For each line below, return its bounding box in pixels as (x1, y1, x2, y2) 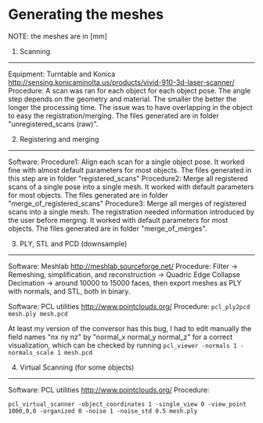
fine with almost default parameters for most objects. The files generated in (8, 165, 252, 174)
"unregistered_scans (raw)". (8, 119, 99, 129)
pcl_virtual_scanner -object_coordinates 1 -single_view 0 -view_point (8, 400, 247, 408)
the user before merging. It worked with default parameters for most (8, 215, 229, 224)
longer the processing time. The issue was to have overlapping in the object (8, 102, 253, 111)
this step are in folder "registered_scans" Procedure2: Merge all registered (8, 173, 248, 183)
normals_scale (8, 348, 55, 356)
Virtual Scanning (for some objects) (19, 363, 135, 372)
